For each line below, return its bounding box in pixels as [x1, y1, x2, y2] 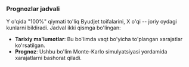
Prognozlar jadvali [6, 5, 60, 13]
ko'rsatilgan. [14, 42, 46, 49]
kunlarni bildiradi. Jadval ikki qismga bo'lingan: [6, 24, 121, 31]
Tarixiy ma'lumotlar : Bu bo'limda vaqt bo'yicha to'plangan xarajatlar [14, 36, 183, 43]
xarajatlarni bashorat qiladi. [14, 55, 82, 62]
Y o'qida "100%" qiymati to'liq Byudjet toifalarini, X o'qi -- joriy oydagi [6, 18, 177, 25]
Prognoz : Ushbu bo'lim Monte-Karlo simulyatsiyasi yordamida [14, 48, 168, 55]
